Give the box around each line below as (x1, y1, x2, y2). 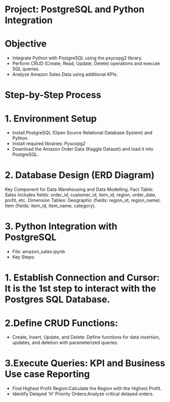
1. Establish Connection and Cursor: (5, 272, 160, 284)
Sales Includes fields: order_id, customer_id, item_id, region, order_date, (5, 192, 157, 198)
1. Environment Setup (5, 113, 97, 124)
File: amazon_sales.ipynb (12, 249, 65, 255)
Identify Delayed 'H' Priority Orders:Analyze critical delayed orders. (12, 391, 154, 397)
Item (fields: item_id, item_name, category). (5, 203, 96, 209)
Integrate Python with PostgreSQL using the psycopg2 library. (12, 55, 142, 61)
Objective (5, 38, 47, 50)
